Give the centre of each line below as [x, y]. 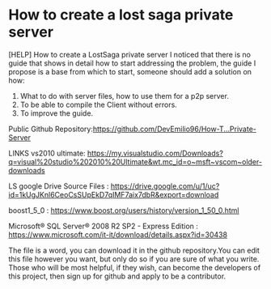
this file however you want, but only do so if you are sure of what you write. [134, 259]
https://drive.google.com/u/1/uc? [165, 186]
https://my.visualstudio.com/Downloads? [156, 153]
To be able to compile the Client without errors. [99, 104]
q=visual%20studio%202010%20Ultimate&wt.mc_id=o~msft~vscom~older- [135, 161]
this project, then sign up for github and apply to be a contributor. [117, 276]
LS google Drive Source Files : [59, 186]
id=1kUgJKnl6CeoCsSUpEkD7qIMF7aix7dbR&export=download [114, 194]
